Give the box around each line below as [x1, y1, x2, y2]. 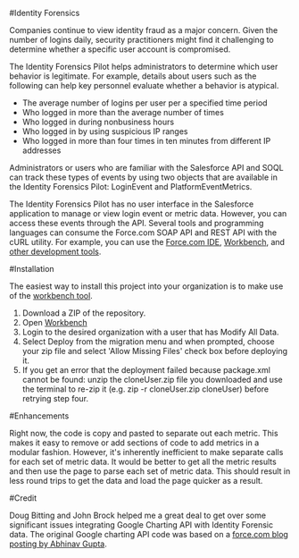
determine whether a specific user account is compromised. [9, 44, 231, 55]
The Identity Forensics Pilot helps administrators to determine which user [9, 62, 278, 72]
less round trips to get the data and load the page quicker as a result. [9, 476, 263, 486]
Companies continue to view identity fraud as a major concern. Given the [9, 25, 278, 35]
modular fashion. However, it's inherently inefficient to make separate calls [9, 447, 284, 457]
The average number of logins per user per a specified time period [21, 97, 268, 108]
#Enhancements [9, 410, 70, 421]
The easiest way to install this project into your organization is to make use [9, 281, 284, 292]
